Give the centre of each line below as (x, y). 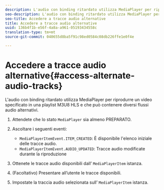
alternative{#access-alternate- (70, 76)
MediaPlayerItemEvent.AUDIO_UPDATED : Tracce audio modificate (82, 148)
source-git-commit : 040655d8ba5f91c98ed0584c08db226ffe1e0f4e (70, 37)
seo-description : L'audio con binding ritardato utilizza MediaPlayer (78, 14)
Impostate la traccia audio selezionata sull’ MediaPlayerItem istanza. (80, 182)
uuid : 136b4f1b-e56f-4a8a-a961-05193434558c (51, 28)
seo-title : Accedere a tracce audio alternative (55, 19)
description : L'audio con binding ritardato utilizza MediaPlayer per (78, 10)
